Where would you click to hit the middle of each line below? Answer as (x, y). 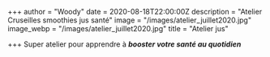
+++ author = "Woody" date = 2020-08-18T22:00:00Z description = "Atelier (135, 12)
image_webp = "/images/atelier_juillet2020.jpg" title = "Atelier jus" (118, 28)
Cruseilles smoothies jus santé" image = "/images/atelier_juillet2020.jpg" (130, 20)
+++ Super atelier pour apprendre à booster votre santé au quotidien (124, 44)
